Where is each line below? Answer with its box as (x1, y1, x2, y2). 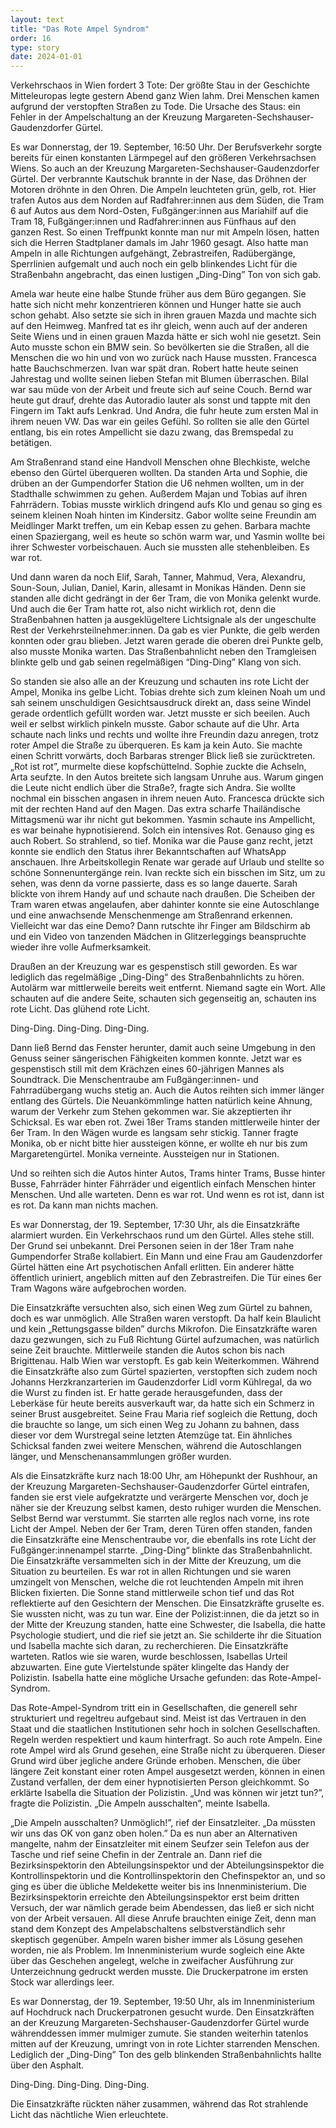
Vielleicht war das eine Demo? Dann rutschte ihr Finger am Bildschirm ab (10, 920, 311, 932)
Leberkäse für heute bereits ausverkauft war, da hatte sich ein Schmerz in (10, 1397, 315, 1410)
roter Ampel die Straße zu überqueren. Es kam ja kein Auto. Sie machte (10, 739, 303, 751)
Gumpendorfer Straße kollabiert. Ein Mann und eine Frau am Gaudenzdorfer (10, 1251, 323, 1263)
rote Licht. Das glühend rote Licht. (10, 1003, 151, 1015)
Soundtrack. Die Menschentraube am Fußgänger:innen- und (10, 1074, 259, 1086)
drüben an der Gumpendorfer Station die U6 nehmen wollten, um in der (10, 477, 305, 490)
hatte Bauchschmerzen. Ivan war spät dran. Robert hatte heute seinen (10, 362, 299, 375)
